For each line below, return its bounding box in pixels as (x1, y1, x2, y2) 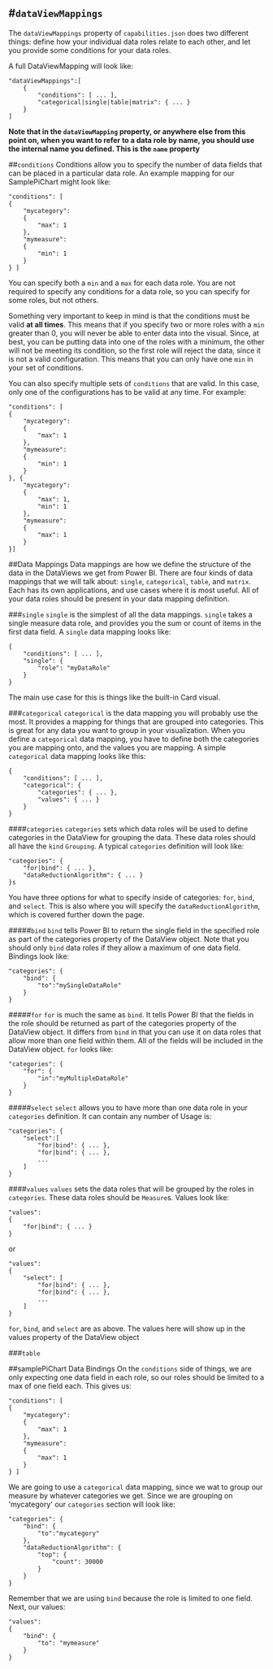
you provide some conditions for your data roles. (8, 45, 171, 55)
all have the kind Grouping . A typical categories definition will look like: (8, 841, 245, 851)
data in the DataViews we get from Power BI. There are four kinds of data (8, 568, 253, 578)
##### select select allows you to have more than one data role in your (8, 1103, 248, 1112)
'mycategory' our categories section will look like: (8, 1499, 176, 1509)
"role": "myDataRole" (37, 664, 111, 672)
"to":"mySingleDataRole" (37, 981, 122, 990)
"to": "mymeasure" (37, 1639, 100, 1647)
